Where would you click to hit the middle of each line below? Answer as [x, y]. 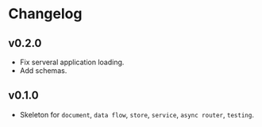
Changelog [45, 14]
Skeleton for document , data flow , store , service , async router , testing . [137, 114]
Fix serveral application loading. [72, 62]
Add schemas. [43, 71]
